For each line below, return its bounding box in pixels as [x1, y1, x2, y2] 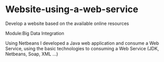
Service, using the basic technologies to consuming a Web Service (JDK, [5, 45, 159, 51]
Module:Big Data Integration [5, 30, 64, 36]
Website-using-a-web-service [5, 4, 138, 15]
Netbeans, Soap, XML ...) [5, 51, 58, 57]
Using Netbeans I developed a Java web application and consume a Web [5, 40, 159, 46]
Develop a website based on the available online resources [5, 20, 129, 26]
